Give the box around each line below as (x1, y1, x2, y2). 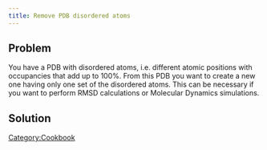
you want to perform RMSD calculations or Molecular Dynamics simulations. (8, 88, 260, 98)
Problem (8, 42, 52, 55)
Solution (8, 111, 51, 125)
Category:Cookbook (8, 133, 75, 143)
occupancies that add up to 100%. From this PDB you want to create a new (8, 71, 256, 81)
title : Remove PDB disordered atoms (8, 11, 131, 20)
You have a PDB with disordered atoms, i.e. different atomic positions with (8, 63, 253, 72)
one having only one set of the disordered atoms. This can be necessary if (8, 79, 254, 89)
